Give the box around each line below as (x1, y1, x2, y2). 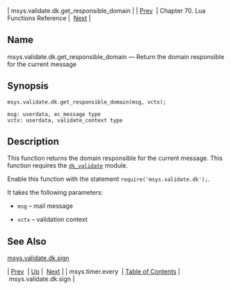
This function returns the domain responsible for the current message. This (7, 154, 223, 163)
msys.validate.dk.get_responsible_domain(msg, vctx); (7, 98, 167, 106)
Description (7, 136, 59, 147)
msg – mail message (17, 202, 73, 210)
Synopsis (7, 80, 49, 92)
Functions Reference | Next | (7, 14, 91, 22)
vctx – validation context (17, 216, 88, 224)
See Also (7, 235, 47, 247)
